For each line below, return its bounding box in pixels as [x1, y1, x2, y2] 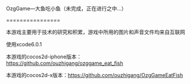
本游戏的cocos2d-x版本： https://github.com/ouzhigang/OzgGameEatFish [6, 72, 183, 78]
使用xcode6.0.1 [6, 41, 42, 48]
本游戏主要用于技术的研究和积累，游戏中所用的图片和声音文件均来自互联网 [6, 28, 185, 35]
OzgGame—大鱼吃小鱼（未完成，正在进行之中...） [6, 5, 127, 12]
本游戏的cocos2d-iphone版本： [6, 53, 82, 60]
